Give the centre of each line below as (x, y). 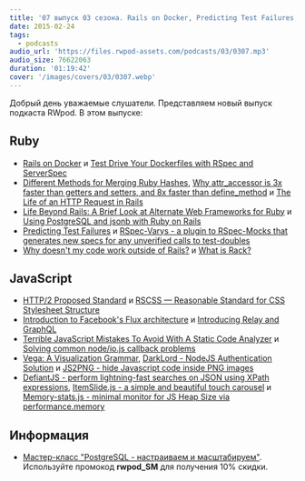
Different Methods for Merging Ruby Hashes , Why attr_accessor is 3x (152, 182)
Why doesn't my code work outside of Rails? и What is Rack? (137, 250)
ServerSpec (45, 173)
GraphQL (39, 329)
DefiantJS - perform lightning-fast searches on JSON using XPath (146, 377)
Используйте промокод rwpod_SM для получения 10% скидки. (145, 467)
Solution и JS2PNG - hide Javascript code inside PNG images (138, 368)
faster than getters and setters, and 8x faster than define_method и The (157, 192)
